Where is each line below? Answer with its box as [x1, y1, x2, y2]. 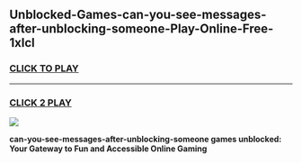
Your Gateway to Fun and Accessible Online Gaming [9, 143, 208, 154]
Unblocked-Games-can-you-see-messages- [9, 7, 267, 23]
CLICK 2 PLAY [9, 96, 72, 109]
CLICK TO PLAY [9, 62, 79, 75]
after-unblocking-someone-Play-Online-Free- [9, 22, 274, 37]
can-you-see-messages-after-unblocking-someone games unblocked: [9, 133, 282, 144]
